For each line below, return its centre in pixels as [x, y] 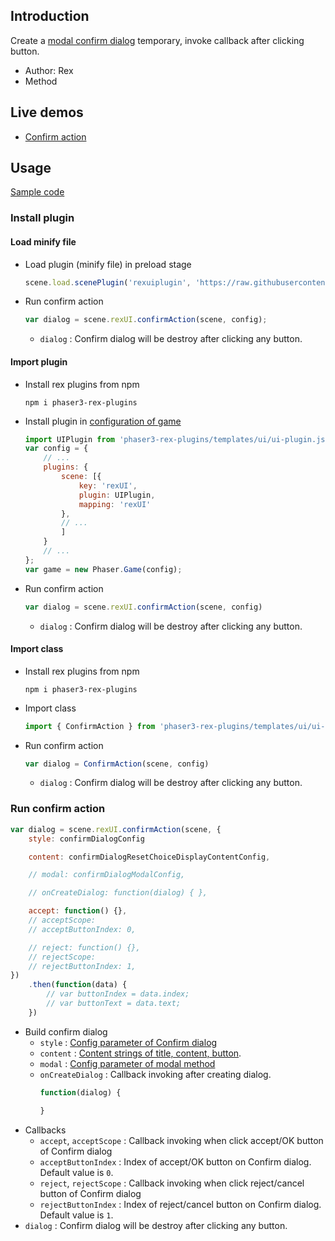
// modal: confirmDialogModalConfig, [107, 875]
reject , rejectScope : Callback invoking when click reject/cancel [172, 1183]
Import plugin [39, 361]
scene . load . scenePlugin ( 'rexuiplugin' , [108, 282]
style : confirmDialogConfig [86, 839]
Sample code [37, 192]
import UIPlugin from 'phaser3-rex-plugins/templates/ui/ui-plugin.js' [177, 439]
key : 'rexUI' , [108, 485]
